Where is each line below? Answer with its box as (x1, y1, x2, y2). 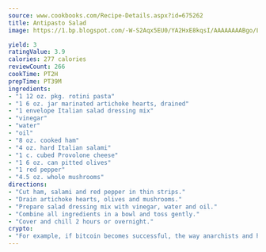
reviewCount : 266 (8, 63, 66, 71)
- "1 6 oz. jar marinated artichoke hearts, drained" (8, 100, 190, 108)
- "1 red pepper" (8, 166, 66, 174)
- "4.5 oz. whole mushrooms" (8, 174, 104, 181)
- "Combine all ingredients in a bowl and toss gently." (8, 210, 200, 218)
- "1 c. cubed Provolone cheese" (8, 151, 119, 159)
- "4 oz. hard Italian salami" (8, 143, 112, 151)
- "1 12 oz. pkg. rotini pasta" (8, 92, 115, 100)
